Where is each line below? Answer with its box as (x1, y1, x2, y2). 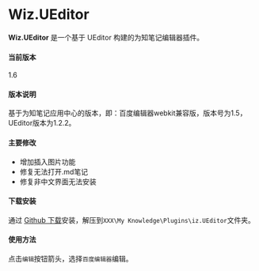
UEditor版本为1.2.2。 (8, 119, 76, 128)
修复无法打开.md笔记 (19, 167, 89, 176)
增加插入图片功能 (19, 156, 76, 167)
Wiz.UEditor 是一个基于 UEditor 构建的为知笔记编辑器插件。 (8, 32, 204, 42)
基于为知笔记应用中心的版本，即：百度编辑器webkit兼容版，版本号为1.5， (8, 108, 247, 118)
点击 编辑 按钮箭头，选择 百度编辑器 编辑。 (8, 254, 133, 263)
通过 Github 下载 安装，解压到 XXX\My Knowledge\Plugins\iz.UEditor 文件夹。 (8, 215, 255, 224)
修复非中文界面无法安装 (19, 176, 97, 186)
